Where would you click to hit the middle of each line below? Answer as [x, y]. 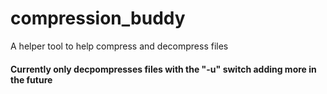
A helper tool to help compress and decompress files [119, 46]
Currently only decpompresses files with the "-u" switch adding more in [163, 69]
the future [31, 79]
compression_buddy [98, 18]
